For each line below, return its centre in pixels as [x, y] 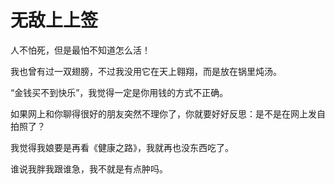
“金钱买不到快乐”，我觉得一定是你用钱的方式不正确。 [119, 92]
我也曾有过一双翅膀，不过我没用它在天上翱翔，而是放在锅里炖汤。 [146, 71]
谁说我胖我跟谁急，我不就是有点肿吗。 [89, 168]
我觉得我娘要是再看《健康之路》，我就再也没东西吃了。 [122, 147]
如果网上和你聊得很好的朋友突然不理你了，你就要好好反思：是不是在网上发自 [168, 113]
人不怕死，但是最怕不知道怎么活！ [80, 50]
